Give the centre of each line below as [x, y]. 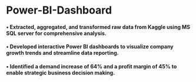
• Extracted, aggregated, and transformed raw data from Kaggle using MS [98, 27]
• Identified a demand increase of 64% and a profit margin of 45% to [92, 66]
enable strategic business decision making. [61, 73]
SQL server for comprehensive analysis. [57, 33]
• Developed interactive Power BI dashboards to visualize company [90, 47]
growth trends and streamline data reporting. [62, 53]
